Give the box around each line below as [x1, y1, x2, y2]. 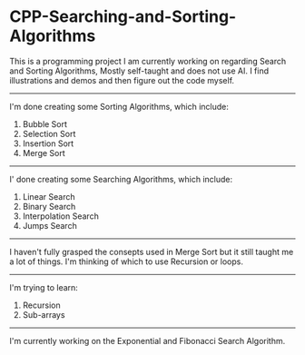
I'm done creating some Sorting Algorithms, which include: [9, 101, 229, 112]
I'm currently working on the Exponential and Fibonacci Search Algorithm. [9, 335, 286, 346]
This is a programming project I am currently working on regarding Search [9, 55, 287, 66]
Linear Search [22, 191, 75, 202]
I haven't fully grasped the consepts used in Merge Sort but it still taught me [9, 246, 294, 257]
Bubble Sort [22, 118, 68, 129]
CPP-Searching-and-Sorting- [9, 6, 237, 27]
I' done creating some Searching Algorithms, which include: [9, 173, 233, 184]
